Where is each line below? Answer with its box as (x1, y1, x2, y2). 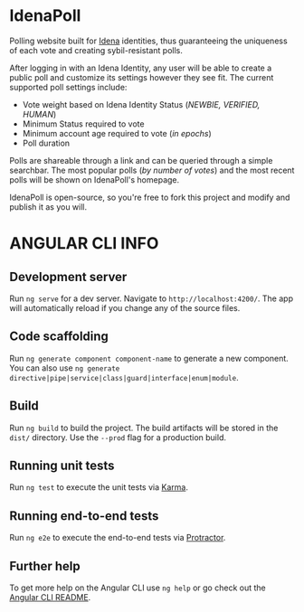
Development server (9, 268, 128, 285)
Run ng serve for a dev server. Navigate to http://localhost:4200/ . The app (9, 293, 294, 304)
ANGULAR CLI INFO (9, 233, 159, 254)
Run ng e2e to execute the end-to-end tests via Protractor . (9, 532, 226, 543)
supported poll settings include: (9, 81, 128, 92)
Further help (9, 558, 81, 574)
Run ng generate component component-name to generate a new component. (9, 353, 290, 363)
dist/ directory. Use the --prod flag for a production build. (9, 431, 226, 443)
